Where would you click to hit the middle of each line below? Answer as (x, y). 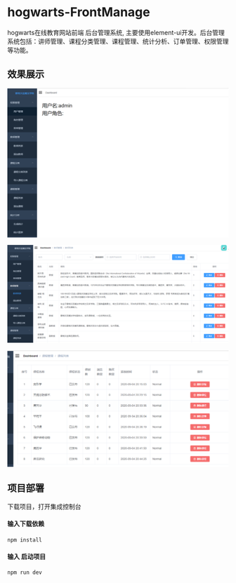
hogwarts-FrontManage (79, 12)
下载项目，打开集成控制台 (44, 507)
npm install (25, 540)
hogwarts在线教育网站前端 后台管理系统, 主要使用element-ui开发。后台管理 (116, 32)
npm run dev (25, 572)
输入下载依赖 (26, 524)
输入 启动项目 (27, 556)
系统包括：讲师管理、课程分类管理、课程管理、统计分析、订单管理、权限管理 (118, 41)
